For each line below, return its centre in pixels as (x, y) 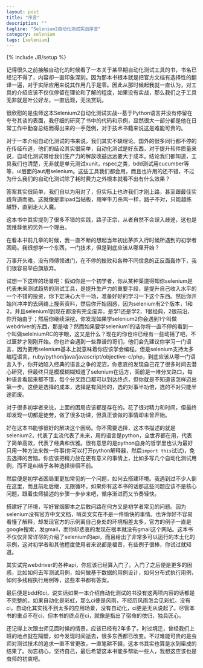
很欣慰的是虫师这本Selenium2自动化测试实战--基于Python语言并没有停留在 (99, 113)
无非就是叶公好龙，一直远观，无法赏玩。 (56, 100)
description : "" (27, 23)
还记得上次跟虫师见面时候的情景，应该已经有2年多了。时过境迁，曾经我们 (98, 628)
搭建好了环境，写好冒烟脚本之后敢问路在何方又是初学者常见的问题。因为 (96, 507)
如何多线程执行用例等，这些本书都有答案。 (59, 580)
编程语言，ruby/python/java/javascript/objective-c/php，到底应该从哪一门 (98, 357)
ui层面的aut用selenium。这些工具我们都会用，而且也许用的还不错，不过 (105, 171)
